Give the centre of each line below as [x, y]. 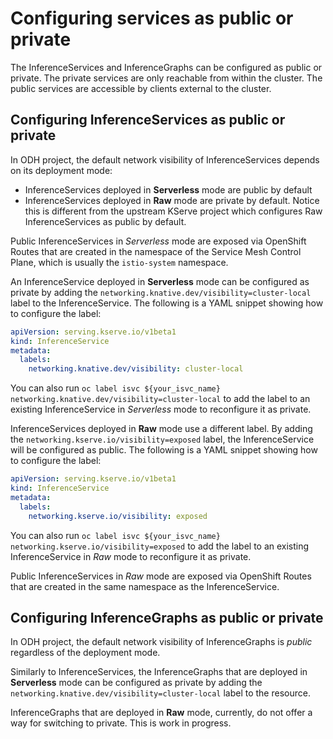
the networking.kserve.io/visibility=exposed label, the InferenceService [162, 439]
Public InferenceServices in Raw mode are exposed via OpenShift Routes [161, 576]
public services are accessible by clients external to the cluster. [141, 88]
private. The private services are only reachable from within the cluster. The [166, 78]
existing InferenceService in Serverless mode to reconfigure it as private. [161, 409]
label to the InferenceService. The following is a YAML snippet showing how [167, 303]
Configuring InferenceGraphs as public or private [167, 617]
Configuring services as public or [152, 18]
